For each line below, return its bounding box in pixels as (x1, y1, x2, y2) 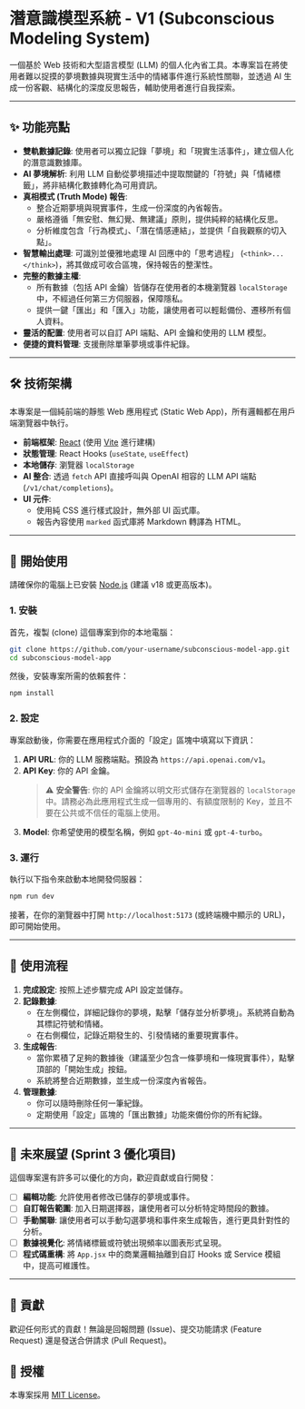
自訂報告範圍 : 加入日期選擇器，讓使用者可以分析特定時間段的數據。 (22, 1203, 274, 1214)
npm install (9, 689, 54, 698)
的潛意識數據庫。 (22, 156, 87, 168)
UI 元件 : (22, 493, 52, 504)
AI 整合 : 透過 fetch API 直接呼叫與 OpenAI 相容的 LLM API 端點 (22, 470, 257, 481)
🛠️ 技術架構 (9, 376, 73, 391)
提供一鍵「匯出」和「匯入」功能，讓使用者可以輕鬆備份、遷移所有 (35, 304, 283, 315)
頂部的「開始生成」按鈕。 (35, 1063, 133, 1074)
